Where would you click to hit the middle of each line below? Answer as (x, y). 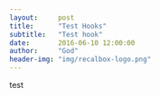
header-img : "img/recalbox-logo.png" (80, 59)
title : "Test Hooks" (58, 26)
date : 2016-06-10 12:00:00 (72, 43)
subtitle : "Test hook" (56, 34)
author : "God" (44, 51)
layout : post (42, 18)
